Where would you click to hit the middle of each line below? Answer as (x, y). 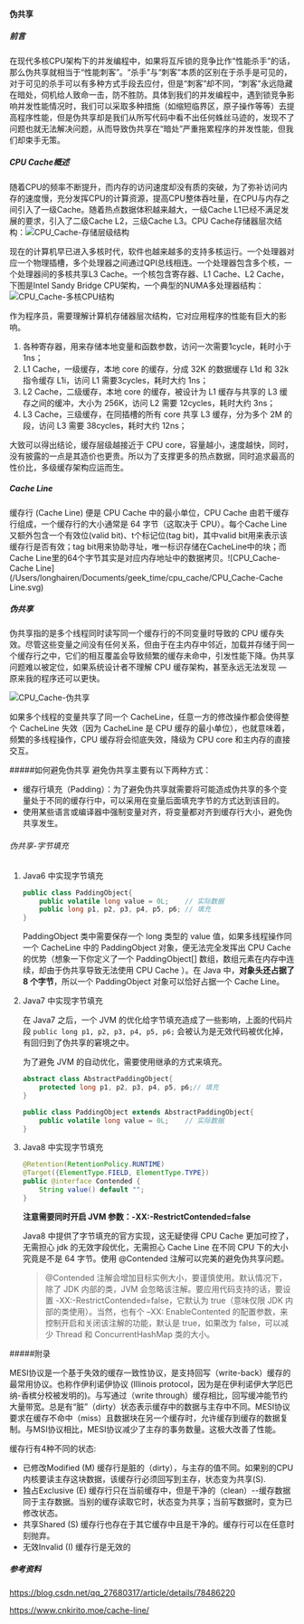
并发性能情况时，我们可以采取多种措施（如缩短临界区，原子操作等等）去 (152, 106)
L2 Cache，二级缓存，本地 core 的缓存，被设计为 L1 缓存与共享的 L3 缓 (155, 391)
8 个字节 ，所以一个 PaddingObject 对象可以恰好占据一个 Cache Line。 (153, 982)
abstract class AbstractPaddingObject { (98, 1079)
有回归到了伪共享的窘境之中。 (78, 1043)
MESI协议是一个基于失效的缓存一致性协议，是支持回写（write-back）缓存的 (150, 1372)
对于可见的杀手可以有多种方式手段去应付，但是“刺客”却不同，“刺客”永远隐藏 (151, 83)
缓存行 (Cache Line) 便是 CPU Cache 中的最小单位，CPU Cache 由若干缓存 (149, 512)
